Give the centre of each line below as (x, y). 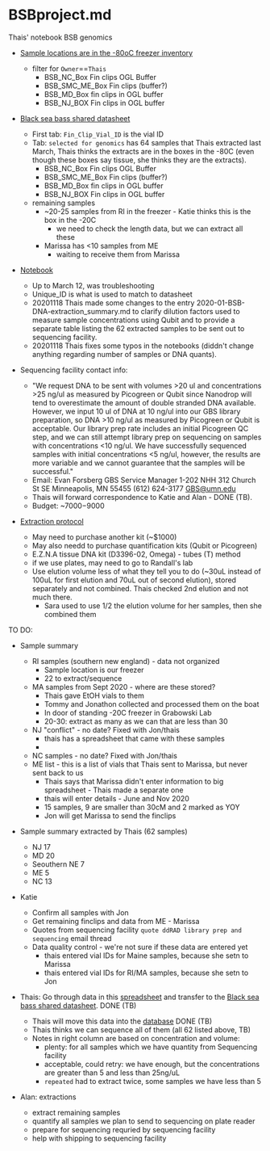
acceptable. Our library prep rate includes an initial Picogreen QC (140, 428)
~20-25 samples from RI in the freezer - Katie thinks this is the (147, 211)
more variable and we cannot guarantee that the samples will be (139, 463)
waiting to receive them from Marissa (118, 254)
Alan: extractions (48, 1097)
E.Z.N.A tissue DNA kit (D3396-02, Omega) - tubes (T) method (137, 554)
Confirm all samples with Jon (80, 912)
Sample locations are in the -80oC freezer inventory (106, 53)
